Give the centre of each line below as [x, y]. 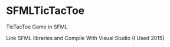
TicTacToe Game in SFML [37, 27]
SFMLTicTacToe [45, 11]
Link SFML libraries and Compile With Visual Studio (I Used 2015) [85, 38]
